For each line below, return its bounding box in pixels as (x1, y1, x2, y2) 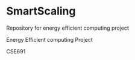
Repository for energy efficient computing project (6, 24, 130, 32)
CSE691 (6, 47, 26, 55)
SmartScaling (6, 4, 76, 18)
